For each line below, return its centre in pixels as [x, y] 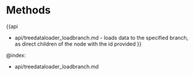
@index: [16, 55]
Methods [29, 10]
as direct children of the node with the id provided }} [78, 44]
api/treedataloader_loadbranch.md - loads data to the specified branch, [101, 37]
